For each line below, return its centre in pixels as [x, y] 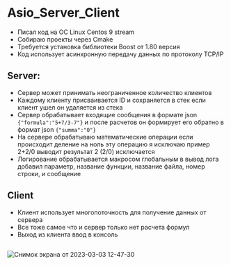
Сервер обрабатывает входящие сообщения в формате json [107, 114]
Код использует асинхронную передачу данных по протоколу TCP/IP [120, 54]
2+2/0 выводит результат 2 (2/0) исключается [86, 151]
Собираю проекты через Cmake [65, 39]
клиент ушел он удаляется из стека [70, 107]
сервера [30, 219]
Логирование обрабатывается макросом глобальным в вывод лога [118, 159]
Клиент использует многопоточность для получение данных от [112, 212]
